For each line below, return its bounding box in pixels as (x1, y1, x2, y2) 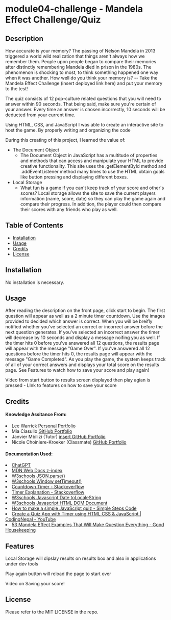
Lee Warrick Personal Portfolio (12, 423, 76, 429)
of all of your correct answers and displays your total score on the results (5, 361, 159, 368)
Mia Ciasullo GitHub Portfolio (12, 428, 72, 434)
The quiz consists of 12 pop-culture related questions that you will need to (5, 95, 162, 101)
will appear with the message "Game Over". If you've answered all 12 (5, 345, 151, 352)
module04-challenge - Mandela (5, 3, 143, 15)
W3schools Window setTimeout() (12, 478, 82, 484)
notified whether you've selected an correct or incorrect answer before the (5, 324, 163, 330)
